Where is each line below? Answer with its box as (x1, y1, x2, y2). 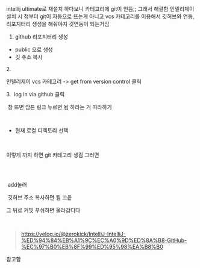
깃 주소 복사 (14, 54, 43, 60)
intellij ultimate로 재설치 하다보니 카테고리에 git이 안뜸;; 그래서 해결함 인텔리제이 (6, 5, 195, 12)
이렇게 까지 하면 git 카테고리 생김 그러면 (6, 151, 99, 158)
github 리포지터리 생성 (14, 33, 68, 40)
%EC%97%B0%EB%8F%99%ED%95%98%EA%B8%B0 (20, 243, 164, 250)
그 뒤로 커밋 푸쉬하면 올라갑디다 (6, 207, 81, 214)
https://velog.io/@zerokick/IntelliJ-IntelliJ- (20, 231, 127, 237)
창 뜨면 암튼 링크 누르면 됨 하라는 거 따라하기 (7, 104, 113, 110)
